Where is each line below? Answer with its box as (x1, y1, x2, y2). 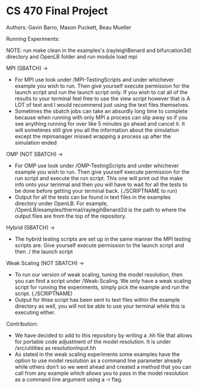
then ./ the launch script (14, 248, 73, 255)
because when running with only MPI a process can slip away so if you (14, 114, 188, 121)
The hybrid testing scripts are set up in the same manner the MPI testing (14, 235, 191, 243)
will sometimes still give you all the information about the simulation (14, 126, 179, 133)
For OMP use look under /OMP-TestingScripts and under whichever (14, 162, 179, 169)
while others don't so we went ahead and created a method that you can (14, 363, 192, 370)
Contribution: (6, 320, 38, 327)
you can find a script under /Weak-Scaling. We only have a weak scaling (14, 277, 191, 284)
